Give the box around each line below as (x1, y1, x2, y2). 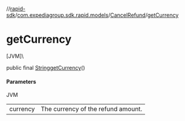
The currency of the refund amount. (41, 105, 143, 113)
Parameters (6, 78, 36, 85)
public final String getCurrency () (6, 64, 86, 71)
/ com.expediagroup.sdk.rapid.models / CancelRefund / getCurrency (15, 11, 179, 19)
